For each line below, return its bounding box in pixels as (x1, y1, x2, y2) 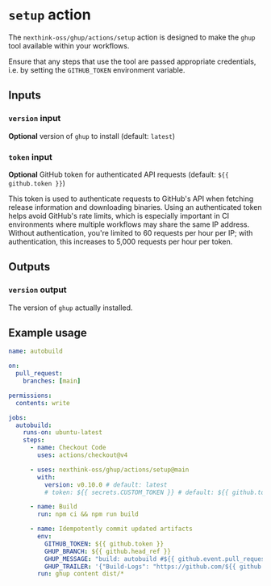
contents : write (15, 399, 70, 407)
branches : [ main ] (23, 377, 81, 385)
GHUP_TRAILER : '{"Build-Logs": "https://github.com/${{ (44, 563, 236, 571)
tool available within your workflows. (8, 40, 130, 50)
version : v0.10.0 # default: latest (44, 480, 168, 489)
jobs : (8, 413, 27, 421)
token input (8, 151, 52, 162)
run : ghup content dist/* (37, 570, 125, 578)
